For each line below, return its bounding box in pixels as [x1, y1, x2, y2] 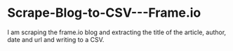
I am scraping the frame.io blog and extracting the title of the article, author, [7, 28, 227, 36]
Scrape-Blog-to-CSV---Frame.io [7, 5, 201, 21]
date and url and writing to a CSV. [7, 35, 105, 43]
